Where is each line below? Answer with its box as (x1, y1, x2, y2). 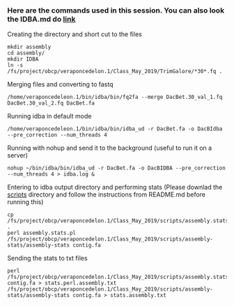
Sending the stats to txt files (7, 254, 88, 263)
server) (7, 151, 29, 160)
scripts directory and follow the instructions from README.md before (7, 190, 206, 199)
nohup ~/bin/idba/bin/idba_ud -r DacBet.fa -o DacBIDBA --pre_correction (7, 165, 226, 172)
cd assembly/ (7, 49, 45, 57)
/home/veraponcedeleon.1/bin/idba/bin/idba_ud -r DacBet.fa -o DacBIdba (7, 125, 223, 132)
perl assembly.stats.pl (7, 229, 77, 237)
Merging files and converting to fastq (7, 80, 114, 89)
